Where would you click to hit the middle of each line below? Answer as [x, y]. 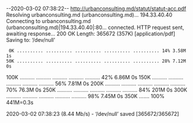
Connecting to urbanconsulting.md [49, 21]
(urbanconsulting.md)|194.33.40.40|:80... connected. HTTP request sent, [95, 27]
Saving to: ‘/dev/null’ [31, 40]
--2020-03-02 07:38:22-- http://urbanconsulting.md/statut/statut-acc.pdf [96, 9]
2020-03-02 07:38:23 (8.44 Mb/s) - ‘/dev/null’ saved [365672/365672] [93, 114]
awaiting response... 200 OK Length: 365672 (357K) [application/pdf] [91, 34]
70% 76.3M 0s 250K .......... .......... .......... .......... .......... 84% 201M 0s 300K [97, 90]
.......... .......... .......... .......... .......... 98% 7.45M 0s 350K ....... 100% [86, 96]
